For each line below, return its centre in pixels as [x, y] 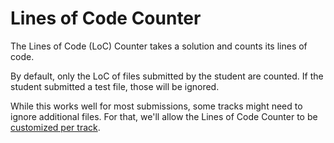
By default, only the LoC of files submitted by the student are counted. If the [167, 76]
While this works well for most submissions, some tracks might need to [156, 106]
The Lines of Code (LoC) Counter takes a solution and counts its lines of [159, 46]
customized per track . [55, 127]
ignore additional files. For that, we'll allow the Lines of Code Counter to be [164, 116]
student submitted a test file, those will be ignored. [115, 86]
